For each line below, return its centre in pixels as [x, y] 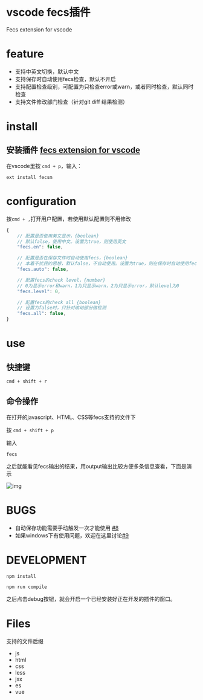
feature [25, 54]
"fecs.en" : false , [40, 247]
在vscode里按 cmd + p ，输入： [44, 166]
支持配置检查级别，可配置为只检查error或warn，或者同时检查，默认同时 [104, 86]
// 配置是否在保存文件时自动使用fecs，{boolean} [72, 258]
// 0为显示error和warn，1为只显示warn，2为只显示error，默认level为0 [98, 286]
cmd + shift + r [27, 381]
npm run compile [27, 587]
